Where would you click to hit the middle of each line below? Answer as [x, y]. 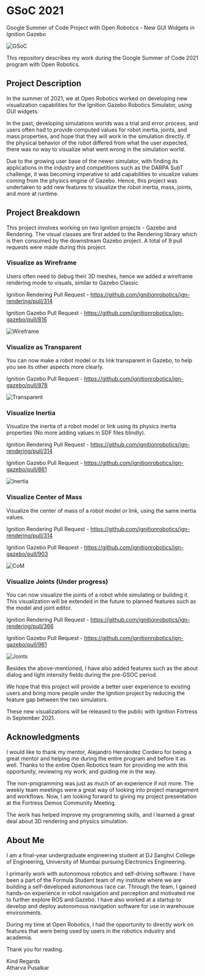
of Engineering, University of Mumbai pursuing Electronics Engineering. [96, 862]
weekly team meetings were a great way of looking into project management [103, 789]
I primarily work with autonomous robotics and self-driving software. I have [101, 873]
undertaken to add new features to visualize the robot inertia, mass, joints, [99, 187]
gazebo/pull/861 [27, 469]
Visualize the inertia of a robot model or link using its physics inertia [92, 427]
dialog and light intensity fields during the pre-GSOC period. [82, 675]
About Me [25, 840]
